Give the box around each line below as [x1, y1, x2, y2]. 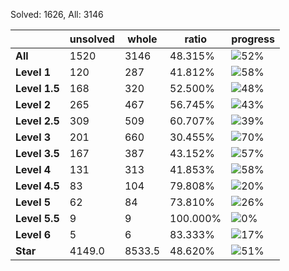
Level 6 [15, 228, 52, 241]
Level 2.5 [15, 114, 60, 128]
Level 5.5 [15, 212, 60, 225]
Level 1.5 [15, 82, 60, 95]
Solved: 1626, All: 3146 [10, 9, 104, 20]
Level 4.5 [15, 179, 60, 193]
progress [231, 32, 276, 46]
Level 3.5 [15, 147, 60, 160]
